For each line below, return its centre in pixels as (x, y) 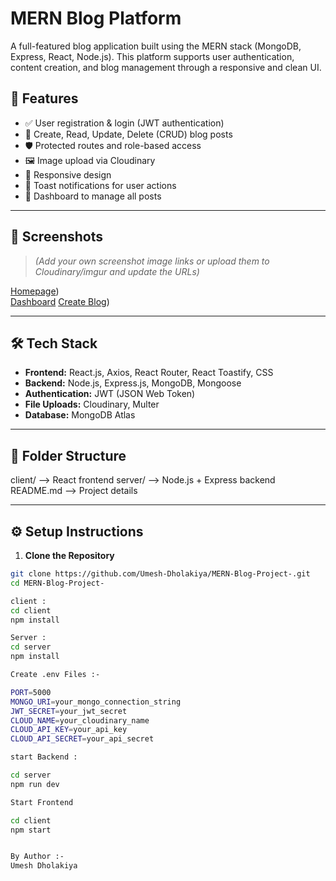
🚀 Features (44, 98)
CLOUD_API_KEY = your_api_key (69, 730)
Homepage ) (35, 291)
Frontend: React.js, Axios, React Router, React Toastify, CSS (149, 373)
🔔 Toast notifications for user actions (100, 185)
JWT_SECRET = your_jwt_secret (69, 711)
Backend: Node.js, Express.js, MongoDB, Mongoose (133, 383)
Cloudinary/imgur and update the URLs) (117, 271)
